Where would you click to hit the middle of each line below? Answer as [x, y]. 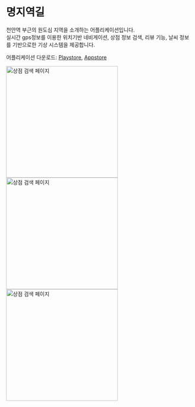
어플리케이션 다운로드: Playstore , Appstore [56, 57]
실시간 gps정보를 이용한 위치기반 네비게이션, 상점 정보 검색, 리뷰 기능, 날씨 [92, 37]
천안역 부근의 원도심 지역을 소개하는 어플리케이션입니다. [70, 30]
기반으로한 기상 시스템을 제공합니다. [54, 45]
